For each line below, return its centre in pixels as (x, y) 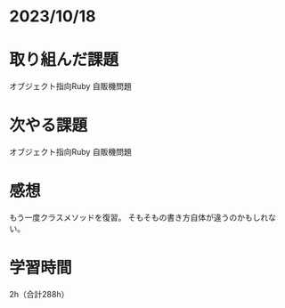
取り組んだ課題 (64, 60)
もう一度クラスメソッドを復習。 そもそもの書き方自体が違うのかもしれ (139, 217)
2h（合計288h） (39, 294)
